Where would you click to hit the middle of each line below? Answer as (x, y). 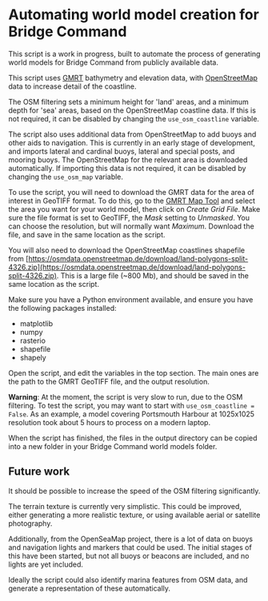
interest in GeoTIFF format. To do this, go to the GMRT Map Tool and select (132, 201)
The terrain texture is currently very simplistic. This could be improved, (125, 506)
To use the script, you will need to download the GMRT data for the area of (131, 192)
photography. (30, 523)
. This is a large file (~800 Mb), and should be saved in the (153, 275)
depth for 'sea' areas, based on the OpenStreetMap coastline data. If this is (132, 110)
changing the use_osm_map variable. (66, 177)
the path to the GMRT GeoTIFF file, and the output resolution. (109, 381)
